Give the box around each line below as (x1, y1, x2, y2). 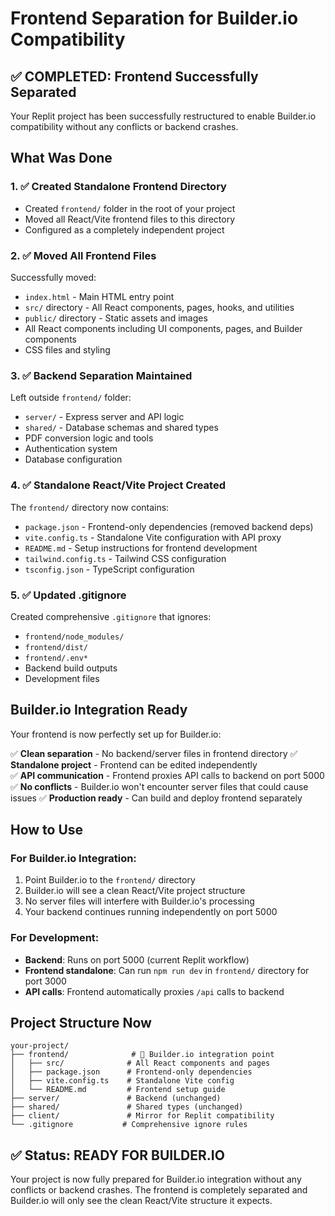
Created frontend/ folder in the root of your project (24, 202, 236, 214)
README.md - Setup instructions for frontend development (24, 542, 258, 554)
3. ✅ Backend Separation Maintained (10, 368, 193, 382)
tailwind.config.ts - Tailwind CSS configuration (24, 552, 227, 564)
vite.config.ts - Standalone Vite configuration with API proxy (24, 531, 282, 543)
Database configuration (24, 453, 123, 466)
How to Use (10, 822, 84, 839)
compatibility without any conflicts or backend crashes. (10, 121, 239, 132)
